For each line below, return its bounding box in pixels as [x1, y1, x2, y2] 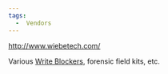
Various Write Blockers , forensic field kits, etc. [8, 56, 160, 66]
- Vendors [15, 19, 52, 27]
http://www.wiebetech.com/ [8, 41, 101, 50]
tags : [8, 11, 26, 20]
